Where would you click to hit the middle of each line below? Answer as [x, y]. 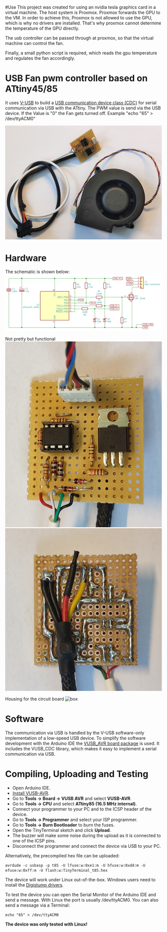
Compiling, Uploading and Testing [77, 774]
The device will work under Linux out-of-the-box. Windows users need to [80, 879]
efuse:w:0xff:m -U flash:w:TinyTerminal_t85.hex [56, 870]
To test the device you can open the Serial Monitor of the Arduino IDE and [81, 894]
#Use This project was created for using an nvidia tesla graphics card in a [81, 7]
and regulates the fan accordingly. [40, 58]
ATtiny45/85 [32, 89]
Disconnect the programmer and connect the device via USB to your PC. [86, 846]
